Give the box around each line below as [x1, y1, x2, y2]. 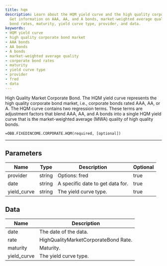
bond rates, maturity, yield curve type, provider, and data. [9, 21, 141, 26]
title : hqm [5, 7, 28, 12]
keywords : [5, 26, 26, 31]
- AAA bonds [5, 40, 30, 45]
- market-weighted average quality [5, 53, 79, 59]
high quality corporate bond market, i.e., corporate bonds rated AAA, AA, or [5, 100, 161, 106]
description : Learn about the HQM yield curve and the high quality [5, 12, 150, 17]
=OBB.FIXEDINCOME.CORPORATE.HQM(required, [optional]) [5, 131, 121, 136]
